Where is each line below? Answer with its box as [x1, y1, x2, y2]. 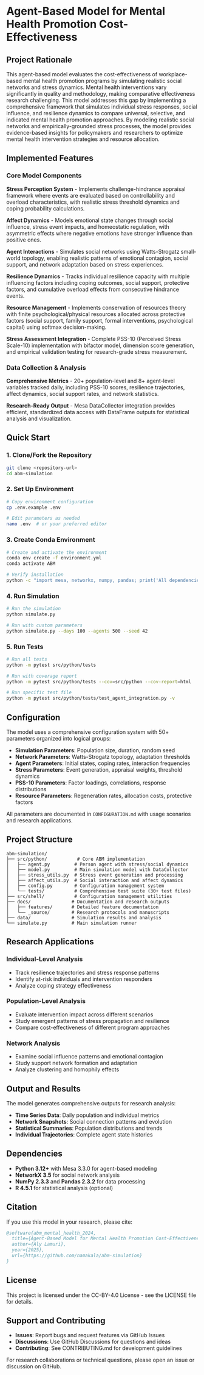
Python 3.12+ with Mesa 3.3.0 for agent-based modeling [15, 1165, 157, 1172]
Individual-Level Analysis [6, 955, 83, 963]
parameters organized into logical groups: [6, 735, 111, 742]
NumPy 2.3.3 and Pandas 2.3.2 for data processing [15, 1177, 146, 1185]
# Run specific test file [6, 689, 72, 696]
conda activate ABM [6, 561, 56, 567]
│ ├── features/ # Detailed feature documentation [6, 904, 159, 910]
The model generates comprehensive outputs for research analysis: [6, 1099, 176, 1107]
